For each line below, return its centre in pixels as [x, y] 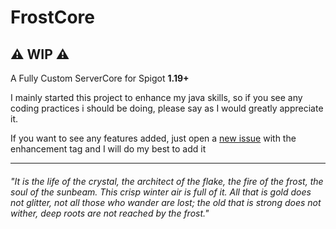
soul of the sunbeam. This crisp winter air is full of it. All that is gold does [161, 192]
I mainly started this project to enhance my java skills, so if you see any [156, 97]
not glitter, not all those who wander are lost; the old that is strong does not [166, 202]
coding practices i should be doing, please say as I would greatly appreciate [167, 108]
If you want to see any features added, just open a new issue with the [153, 138]
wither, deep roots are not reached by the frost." [110, 213]
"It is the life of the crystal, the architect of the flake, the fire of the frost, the [167, 181]
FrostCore [52, 17]
